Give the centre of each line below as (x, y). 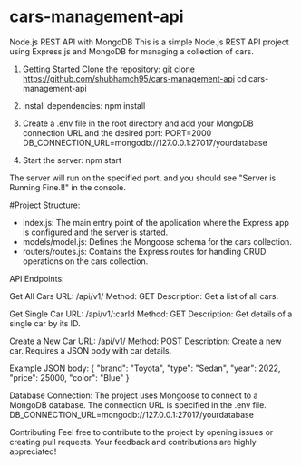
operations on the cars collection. (85, 261)
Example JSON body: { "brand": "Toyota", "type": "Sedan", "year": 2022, (145, 368)
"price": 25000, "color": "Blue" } (69, 377)
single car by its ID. (45, 323)
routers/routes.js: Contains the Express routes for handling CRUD (144, 251)
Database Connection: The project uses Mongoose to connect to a (134, 395)
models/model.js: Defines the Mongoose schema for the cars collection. (157, 241)
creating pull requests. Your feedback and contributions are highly (133, 442)
